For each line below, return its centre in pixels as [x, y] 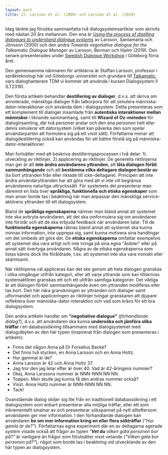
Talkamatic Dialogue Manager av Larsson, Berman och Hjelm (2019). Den [81, 50]
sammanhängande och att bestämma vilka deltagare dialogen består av [81, 170]
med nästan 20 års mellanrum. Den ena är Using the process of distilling [80, 34]
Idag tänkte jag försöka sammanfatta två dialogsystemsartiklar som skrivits [82, 29]
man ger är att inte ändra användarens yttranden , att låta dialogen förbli [81, 164]
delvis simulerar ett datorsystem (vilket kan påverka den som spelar [75, 128]
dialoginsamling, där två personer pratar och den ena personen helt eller [80, 123]
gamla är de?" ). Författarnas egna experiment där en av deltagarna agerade [84, 426]
